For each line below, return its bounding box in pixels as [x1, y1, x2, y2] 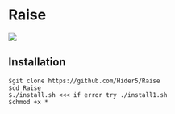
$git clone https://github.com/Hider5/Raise [8, 77, 160, 85]
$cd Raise [8, 83, 42, 92]
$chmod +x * [8, 98, 48, 106]
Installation [8, 55, 66, 70]
